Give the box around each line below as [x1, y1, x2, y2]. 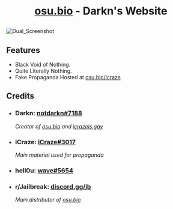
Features [6, 45, 40, 55]
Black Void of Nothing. [14, 61, 71, 68]
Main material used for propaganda [14, 151, 104, 159]
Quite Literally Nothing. [14, 67, 72, 74]
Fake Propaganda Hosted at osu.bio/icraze [14, 74, 121, 80]
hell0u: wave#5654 [14, 166, 74, 175]
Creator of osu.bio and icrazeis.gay [14, 123, 103, 130]
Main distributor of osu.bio [14, 196, 81, 204]
